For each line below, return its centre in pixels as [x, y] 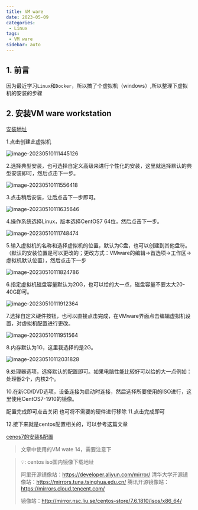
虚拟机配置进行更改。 [48, 323]
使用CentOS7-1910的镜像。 [44, 399]
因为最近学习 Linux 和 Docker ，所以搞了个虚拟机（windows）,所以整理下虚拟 [97, 85]
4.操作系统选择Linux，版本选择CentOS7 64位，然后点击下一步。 [84, 221]
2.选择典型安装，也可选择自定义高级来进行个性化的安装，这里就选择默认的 [97, 165]
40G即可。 [19, 292]
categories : [21, 23]
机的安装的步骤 [24, 93]
